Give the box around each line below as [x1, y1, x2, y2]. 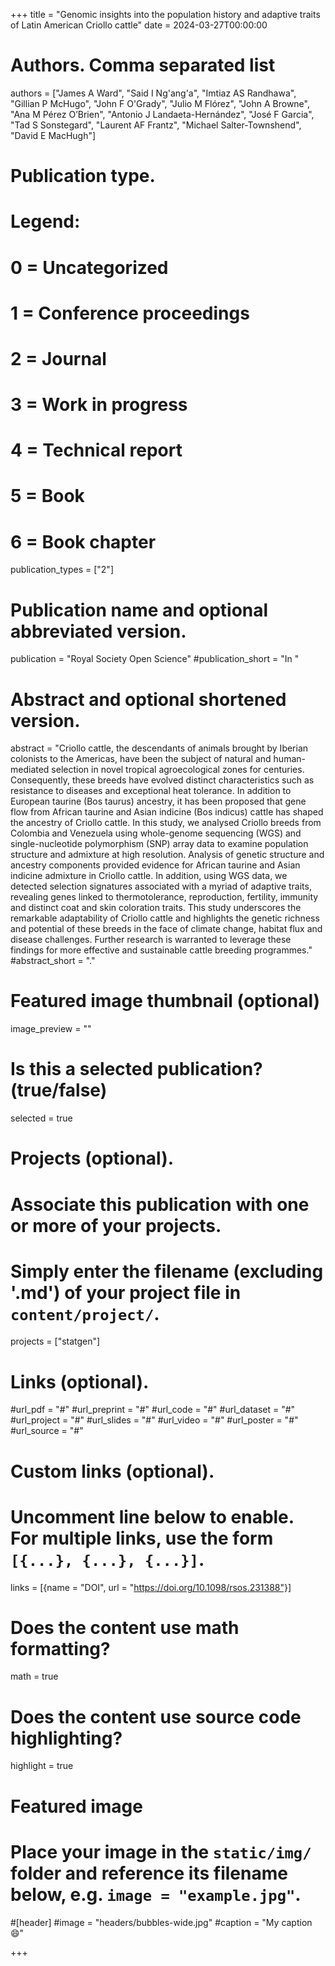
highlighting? [10, 1727, 123, 1749]
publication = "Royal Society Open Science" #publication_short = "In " [10, 653, 300, 665]
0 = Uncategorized [10, 256, 169, 279]
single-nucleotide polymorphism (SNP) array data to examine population [10, 838, 309, 850]
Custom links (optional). [10, 1460, 215, 1483]
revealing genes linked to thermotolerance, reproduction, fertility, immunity [10, 891, 319, 903]
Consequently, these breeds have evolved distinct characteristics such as [10, 774, 315, 786]
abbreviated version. [10, 620, 187, 643]
